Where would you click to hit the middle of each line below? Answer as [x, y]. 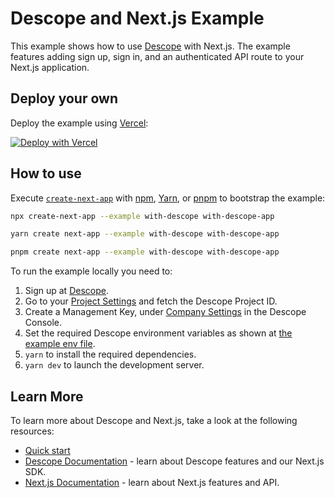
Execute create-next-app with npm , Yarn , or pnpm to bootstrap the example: [168, 198]
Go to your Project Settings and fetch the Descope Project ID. [151, 301]
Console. [43, 323]
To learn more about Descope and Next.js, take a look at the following [154, 420]
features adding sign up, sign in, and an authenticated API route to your [157, 56]
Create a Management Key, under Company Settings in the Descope [165, 312]
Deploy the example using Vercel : [79, 123]
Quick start [47, 450]
